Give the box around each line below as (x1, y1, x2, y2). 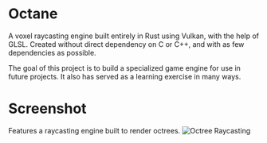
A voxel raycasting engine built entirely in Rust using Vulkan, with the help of (8, 31, 260, 41)
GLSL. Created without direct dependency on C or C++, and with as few (8, 39, 245, 48)
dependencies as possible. (8, 48, 97, 57)
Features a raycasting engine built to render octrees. (8, 126, 181, 135)
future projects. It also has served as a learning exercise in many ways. (8, 71, 241, 81)
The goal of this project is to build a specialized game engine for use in (8, 63, 241, 72)
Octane (8, 5, 58, 23)
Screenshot (8, 100, 87, 118)
